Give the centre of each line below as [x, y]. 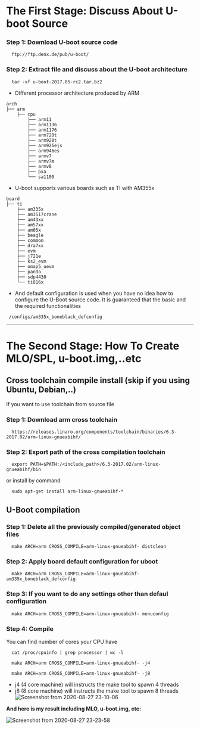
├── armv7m [41, 161]
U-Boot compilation [43, 510]
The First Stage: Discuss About [85, 11]
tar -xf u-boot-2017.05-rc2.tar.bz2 [57, 82]
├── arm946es [44, 151]
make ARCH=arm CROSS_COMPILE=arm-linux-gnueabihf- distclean [89, 547]
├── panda [29, 272]
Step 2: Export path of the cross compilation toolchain [86, 452]
